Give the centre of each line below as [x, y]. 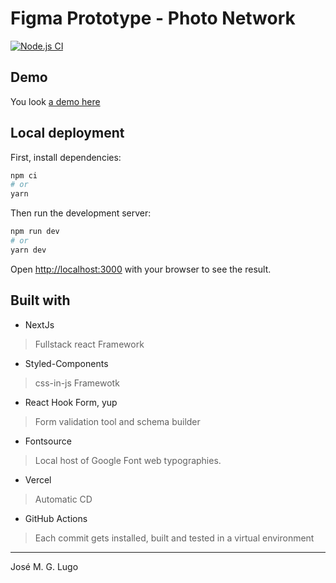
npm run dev [35, 232]
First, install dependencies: [66, 157]
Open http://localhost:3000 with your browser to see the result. [141, 269]
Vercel [38, 479]
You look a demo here [55, 101]
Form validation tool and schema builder [117, 421]
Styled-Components [66, 363]
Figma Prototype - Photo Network [153, 18]
